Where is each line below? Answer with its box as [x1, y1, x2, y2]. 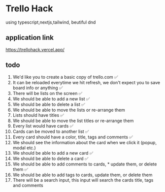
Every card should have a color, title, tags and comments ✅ [12, 134, 133, 140]
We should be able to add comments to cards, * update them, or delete [12, 161, 157, 167]
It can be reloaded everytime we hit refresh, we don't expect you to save [12, 79, 161, 85]
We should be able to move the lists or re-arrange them [12, 107, 125, 113]
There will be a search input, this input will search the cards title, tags [12, 177, 154, 183]
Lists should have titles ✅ [12, 112, 65, 118]
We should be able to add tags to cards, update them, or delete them [12, 172, 153, 178]
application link [5, 33, 54, 42]
